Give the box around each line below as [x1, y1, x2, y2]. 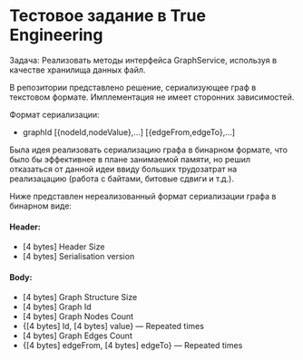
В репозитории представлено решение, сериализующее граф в [9, 82, 257, 92]
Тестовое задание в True [9, 5, 207, 26]
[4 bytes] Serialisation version [22, 251, 135, 262]
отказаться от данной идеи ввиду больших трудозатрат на [9, 163, 238, 174]
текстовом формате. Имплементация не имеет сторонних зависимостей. [9, 92, 295, 102]
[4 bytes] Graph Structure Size [22, 292, 138, 303]
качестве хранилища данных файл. [9, 64, 146, 75]
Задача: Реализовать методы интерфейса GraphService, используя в [9, 54, 278, 65]
